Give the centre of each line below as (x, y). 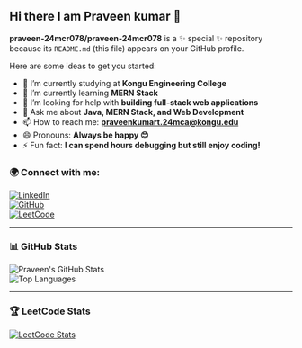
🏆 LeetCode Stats (50, 311)
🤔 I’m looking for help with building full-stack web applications (140, 102)
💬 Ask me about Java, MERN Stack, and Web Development (133, 112)
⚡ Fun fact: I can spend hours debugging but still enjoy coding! (141, 145)
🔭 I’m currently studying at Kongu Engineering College (124, 83)
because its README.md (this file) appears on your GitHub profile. (127, 48)
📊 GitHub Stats (44, 246)
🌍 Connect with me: (55, 172)
